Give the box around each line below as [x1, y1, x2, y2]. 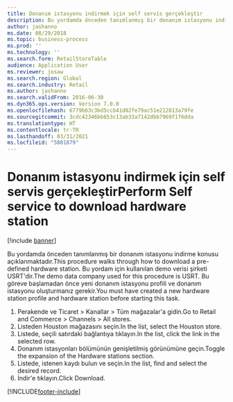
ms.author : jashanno [7, 87, 67, 94]
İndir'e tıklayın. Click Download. [17, 374, 105, 383]
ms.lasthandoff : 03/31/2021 [7, 133, 89, 140]
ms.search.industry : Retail [7, 81, 89, 88]
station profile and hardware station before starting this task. [7, 294, 180, 303]
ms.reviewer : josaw [7, 68, 64, 75]
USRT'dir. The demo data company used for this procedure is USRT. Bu [7, 272, 209, 280]
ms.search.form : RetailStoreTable [7, 56, 107, 62]
